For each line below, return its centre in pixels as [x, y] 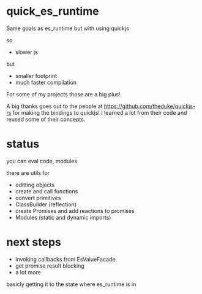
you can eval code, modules [42, 161]
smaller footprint [36, 75]
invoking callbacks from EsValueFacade [65, 259]
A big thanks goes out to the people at [54, 106]
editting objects [35, 185]
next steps [34, 242]
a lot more [28, 272]
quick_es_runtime [53, 11]
